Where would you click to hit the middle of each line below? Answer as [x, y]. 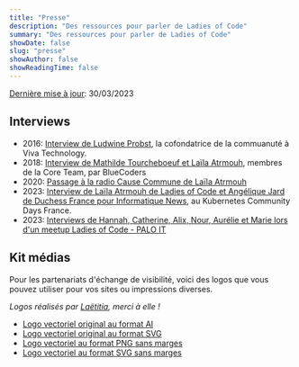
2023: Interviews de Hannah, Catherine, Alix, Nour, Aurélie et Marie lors [155, 219]
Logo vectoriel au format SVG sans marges [102, 353]
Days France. [47, 210]
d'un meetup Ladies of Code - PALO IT [94, 229]
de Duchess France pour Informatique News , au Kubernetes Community [156, 201]
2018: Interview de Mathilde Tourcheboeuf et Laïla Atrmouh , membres [152, 162]
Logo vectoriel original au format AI [88, 324]
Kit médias [40, 258]
